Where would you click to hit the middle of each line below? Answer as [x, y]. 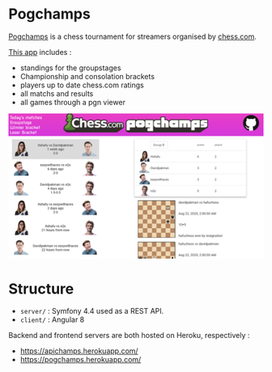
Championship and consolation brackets [87, 76]
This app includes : [40, 52]
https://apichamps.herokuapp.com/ [79, 351]
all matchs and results [57, 93]
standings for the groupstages [70, 68]
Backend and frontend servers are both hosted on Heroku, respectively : [129, 336]
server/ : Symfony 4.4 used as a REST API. [92, 311]
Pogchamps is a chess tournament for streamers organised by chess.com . [133, 36]
